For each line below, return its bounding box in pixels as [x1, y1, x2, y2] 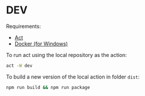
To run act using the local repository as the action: [6, 51, 127, 58]
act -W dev [6, 62, 33, 69]
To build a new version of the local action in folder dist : [6, 73, 140, 80]
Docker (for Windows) [14, 40, 68, 47]
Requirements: [6, 23, 41, 30]
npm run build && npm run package [6, 84, 91, 90]
